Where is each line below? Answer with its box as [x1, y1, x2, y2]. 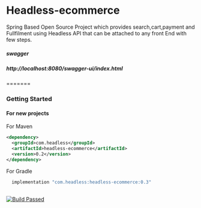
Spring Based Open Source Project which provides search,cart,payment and [6, 23, 195, 30]
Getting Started [6, 95, 52, 103]
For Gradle [6, 167, 33, 175]
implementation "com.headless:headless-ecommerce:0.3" [11, 179, 152, 185]
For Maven [6, 123, 33, 130]
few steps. [6, 36, 32, 43]
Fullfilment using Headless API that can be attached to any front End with [6, 29, 187, 36]
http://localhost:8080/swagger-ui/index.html [6, 65, 123, 72]
